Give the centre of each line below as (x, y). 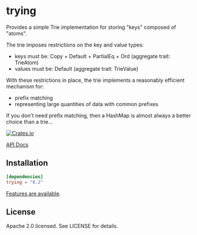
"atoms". (17, 33)
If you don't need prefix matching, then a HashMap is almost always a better (98, 115)
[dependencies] (25, 177)
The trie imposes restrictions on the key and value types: (75, 45)
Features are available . (34, 193)
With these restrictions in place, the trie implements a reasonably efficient (96, 80)
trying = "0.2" (25, 182)
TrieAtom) (27, 62)
